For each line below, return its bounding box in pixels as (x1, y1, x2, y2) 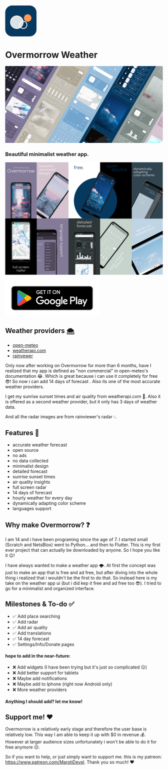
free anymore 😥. (5, 744, 40, 750)
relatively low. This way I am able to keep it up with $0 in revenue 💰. (5, 732, 146, 738)
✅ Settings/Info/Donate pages (12, 641, 74, 647)
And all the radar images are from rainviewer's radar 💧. (5, 414, 117, 420)
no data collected (12, 458, 48, 464)
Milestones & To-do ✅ (5, 600, 74, 609)
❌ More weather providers (12, 687, 67, 693)
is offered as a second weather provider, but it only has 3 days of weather (5, 399, 157, 405)
